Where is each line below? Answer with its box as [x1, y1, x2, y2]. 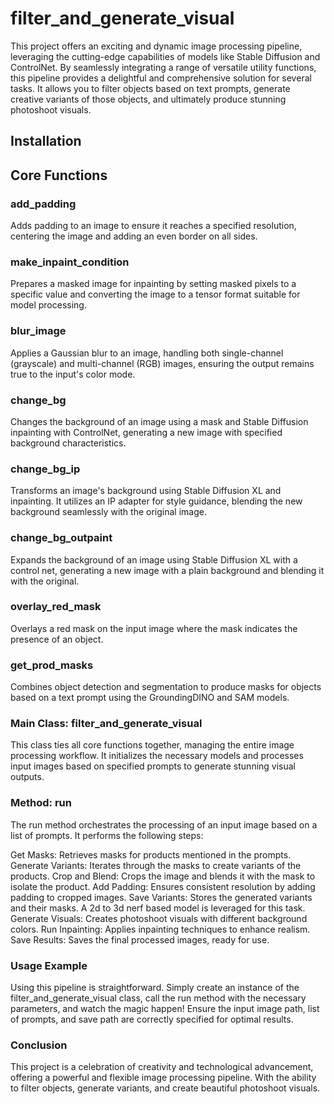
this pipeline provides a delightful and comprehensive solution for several [10, 72, 312, 84]
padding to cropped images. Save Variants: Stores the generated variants [10, 891, 313, 903]
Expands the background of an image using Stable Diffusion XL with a [10, 553, 298, 566]
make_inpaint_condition [10, 255, 130, 269]
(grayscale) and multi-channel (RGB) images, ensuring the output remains [10, 357, 315, 369]
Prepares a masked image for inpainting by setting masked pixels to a [10, 278, 297, 290]
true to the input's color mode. [10, 368, 136, 380]
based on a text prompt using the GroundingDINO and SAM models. [10, 692, 290, 704]
